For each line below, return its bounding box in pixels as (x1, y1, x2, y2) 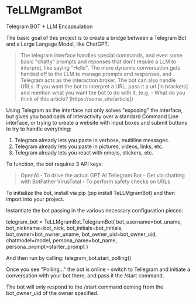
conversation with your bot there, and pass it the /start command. (6, 272, 164, 279)
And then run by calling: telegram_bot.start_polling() (6, 254, 132, 261)
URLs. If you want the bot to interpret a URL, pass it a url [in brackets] (20, 83, 188, 90)
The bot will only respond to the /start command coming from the (6, 283, 164, 290)
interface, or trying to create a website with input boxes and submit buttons (6, 119, 188, 126)
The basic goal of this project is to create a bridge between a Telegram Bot (6, 34, 187, 41)
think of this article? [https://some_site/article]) (20, 95, 133, 102)
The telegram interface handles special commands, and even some (20, 52, 183, 59)
